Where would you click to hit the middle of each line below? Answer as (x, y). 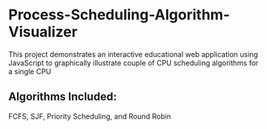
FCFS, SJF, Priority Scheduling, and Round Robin (90, 116)
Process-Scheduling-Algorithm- (119, 15)
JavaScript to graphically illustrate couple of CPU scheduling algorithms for (133, 63)
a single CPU (30, 71)
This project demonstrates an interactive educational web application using (133, 54)
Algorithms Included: (63, 97)
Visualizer (43, 32)
